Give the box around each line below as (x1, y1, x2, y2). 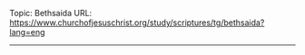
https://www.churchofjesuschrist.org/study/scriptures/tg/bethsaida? (9, 17, 265, 28)
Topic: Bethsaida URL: (9, 8, 93, 18)
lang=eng (9, 27, 45, 37)
